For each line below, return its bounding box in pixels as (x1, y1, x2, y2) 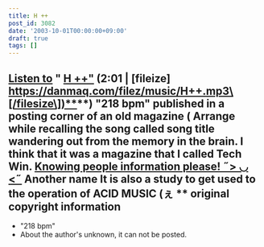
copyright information (8, 200, 122, 213)
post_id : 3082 (8, 19, 56, 27)
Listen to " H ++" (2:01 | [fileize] (8, 72, 171, 85)
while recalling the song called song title (8, 121, 215, 135)
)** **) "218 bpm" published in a (60, 97, 225, 110)
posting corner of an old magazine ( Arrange (8, 109, 236, 123)
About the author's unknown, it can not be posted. (19, 229, 188, 239)
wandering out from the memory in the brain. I (8, 134, 244, 148)
